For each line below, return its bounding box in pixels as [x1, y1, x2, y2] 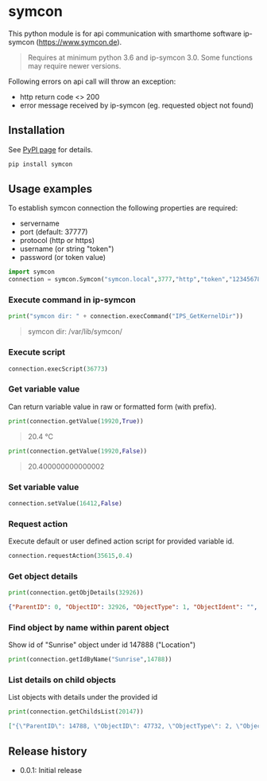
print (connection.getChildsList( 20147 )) [8, 708, 145, 716]
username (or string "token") [19, 244, 114, 253]
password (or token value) [19, 253, 106, 262]
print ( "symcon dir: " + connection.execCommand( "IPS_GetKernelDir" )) [8, 312, 244, 320]
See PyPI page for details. [8, 144, 93, 154]
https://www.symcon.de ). [38, 37, 122, 46]
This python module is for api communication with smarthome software [8, 29, 242, 38]
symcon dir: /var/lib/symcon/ [27, 327, 123, 336]
